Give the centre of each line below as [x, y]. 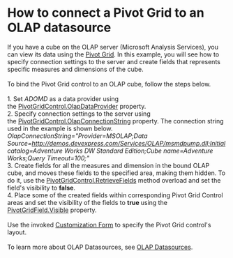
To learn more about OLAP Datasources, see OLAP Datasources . [100, 247]
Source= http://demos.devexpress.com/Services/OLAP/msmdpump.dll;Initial [116, 143]
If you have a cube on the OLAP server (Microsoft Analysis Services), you [113, 47]
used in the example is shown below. [60, 128]
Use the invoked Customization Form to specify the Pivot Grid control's [109, 225]
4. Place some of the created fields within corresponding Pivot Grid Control [115, 195]
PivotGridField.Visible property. [52, 210]
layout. [17, 232]
